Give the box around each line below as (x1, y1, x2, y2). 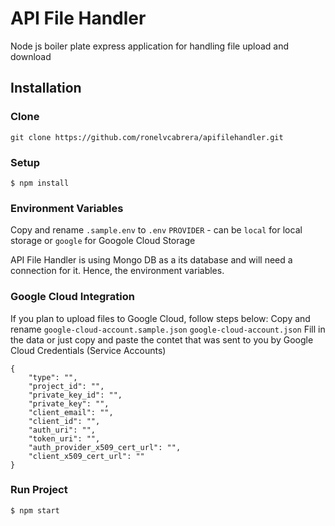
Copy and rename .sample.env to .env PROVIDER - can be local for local (10, 224, 303, 236)
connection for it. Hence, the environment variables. (10, 265, 225, 277)
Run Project (10, 483, 68, 497)
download (10, 50, 52, 62)
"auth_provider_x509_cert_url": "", (28, 442, 182, 452)
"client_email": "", (28, 407, 114, 417)
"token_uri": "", (28, 433, 101, 444)
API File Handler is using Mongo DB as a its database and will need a (10, 254, 293, 266)
